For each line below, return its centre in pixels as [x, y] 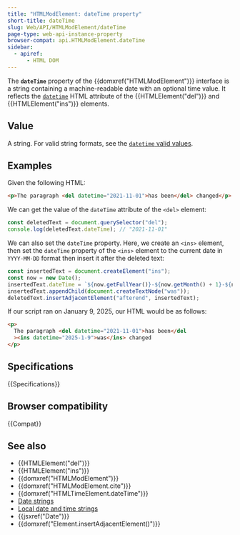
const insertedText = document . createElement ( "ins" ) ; [89, 271]
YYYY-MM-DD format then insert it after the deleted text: [86, 258]
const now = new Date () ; [44, 278]
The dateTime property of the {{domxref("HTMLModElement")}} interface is [119, 81]
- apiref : [28, 54]
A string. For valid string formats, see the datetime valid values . [100, 143]
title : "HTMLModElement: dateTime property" [75, 14]
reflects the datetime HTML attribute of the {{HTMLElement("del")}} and [114, 96]
